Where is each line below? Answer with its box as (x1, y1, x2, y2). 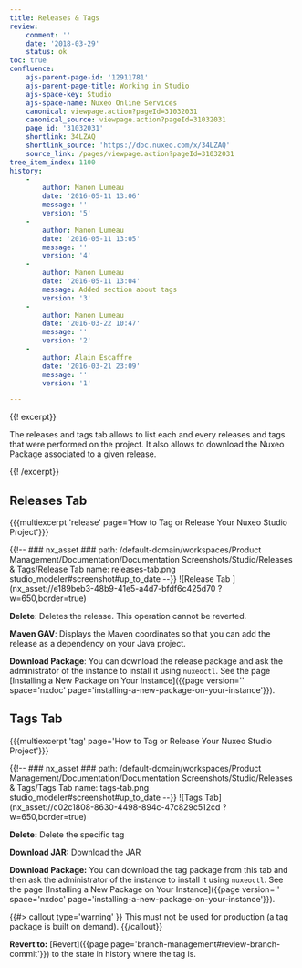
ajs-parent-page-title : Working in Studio (26, 81, 190, 90)
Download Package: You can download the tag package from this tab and (9, 864, 289, 875)
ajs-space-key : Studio (26, 89, 112, 99)
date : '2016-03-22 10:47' (42, 319, 141, 329)
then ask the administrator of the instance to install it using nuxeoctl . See (9, 874, 284, 885)
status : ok (26, 47, 68, 57)
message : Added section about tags (42, 285, 178, 294)
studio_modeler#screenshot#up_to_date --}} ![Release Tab (9, 573, 231, 584)
